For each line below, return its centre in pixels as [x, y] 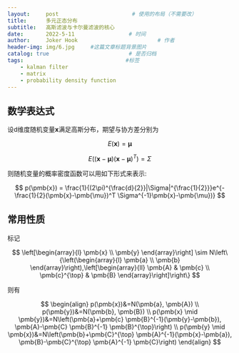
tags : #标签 [73, 61]
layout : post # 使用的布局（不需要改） [102, 14]
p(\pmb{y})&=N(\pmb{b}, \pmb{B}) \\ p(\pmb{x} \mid [120, 312]
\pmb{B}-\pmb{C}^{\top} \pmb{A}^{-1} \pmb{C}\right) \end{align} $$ [120, 342]
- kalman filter [45, 67]
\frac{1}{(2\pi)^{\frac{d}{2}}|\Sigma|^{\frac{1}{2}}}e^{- [144, 188]
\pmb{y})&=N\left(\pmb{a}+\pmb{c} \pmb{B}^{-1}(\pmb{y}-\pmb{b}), [120, 319]
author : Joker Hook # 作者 [91, 41]
